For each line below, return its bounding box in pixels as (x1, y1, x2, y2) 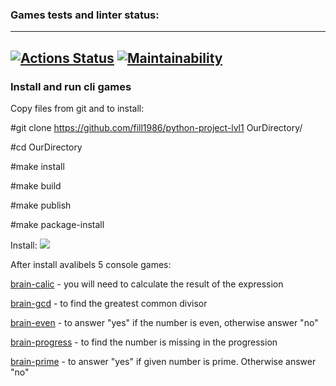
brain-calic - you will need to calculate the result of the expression (10, 278, 284, 290)
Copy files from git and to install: (10, 102, 145, 114)
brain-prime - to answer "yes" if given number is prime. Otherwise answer (10, 355, 317, 367)
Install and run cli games (10, 79, 132, 93)
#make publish (10, 199, 72, 211)
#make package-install (10, 218, 105, 230)
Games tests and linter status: (10, 8, 160, 22)
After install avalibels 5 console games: (10, 258, 172, 270)
